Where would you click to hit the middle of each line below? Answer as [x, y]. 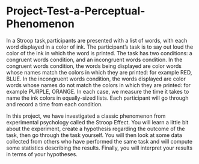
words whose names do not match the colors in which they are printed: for [99, 85]
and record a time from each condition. [55, 104]
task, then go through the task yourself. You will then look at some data [94, 135]
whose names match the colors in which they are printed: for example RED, [99, 72]
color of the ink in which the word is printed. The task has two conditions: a [99, 53]
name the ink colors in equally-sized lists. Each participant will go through [97, 98]
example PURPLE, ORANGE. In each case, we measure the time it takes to [98, 91]
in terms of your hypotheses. [42, 154]
